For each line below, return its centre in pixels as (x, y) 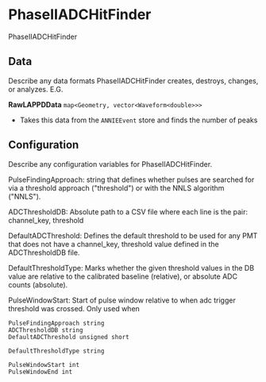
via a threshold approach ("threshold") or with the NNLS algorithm (116, 187)
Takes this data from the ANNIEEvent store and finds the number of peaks (139, 120)
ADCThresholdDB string (46, 330)
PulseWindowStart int (44, 365)
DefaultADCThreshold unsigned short (69, 337)
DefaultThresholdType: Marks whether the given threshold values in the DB (131, 268)
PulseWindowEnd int (40, 372)
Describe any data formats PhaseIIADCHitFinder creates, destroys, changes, (133, 80)
